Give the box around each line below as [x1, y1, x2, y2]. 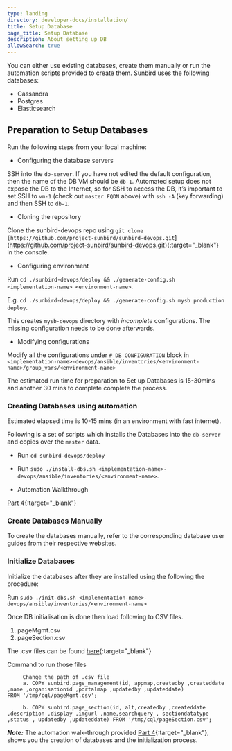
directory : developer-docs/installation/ [7, 17, 129, 24]
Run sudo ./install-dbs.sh [17, 465, 96, 473]
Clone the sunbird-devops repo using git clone [7, 226, 144, 234]
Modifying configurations [17, 337, 90, 345]
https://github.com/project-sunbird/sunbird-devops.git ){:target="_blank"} [9, 241, 220, 249]
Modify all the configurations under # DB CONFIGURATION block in [7, 351, 189, 359]
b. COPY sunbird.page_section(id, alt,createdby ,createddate [22, 704, 206, 711]
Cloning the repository [17, 212, 82, 221]
